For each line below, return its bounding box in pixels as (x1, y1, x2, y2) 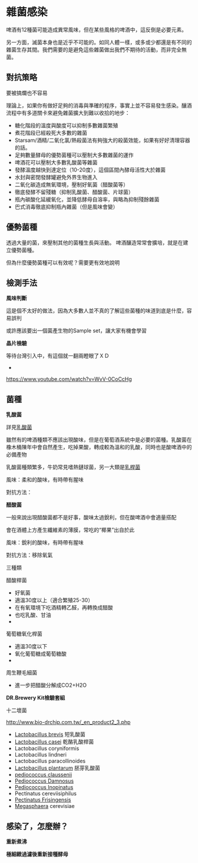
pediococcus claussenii (14, 771, 72, 778)
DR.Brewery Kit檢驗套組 (6, 694, 65, 702)
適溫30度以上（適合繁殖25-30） (14, 597, 93, 604)
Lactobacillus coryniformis (14, 745, 80, 752)
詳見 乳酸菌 (6, 424, 32, 431)
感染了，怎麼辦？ (6, 821, 68, 831)
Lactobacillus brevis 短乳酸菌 (14, 731, 85, 738)
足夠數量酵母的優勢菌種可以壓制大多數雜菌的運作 (14, 151, 134, 159)
